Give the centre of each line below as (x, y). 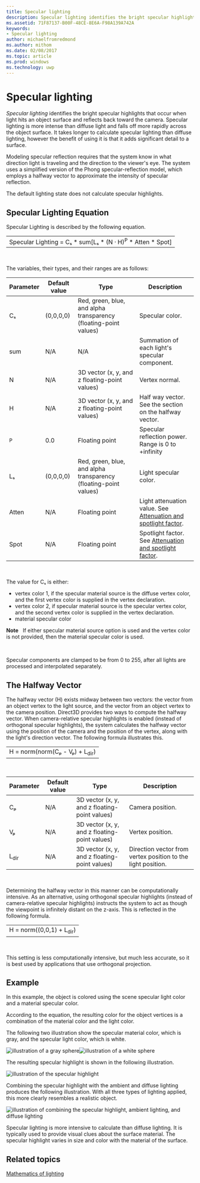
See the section (161, 405)
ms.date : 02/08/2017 (32, 51)
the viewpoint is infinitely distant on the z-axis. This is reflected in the (91, 910)
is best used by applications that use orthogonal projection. (79, 964)
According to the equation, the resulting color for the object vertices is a (95, 1015)
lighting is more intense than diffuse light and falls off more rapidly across (96, 126)
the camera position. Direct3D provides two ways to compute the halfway (96, 713)
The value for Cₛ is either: (37, 582)
